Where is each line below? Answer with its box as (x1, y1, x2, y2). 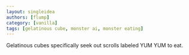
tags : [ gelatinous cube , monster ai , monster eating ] (6, 25, 144, 32)
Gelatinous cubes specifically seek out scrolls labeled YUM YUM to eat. (6, 42, 184, 49)
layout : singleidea (6, 8, 55, 15)
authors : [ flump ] (6, 14, 50, 20)
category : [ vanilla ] (6, 20, 58, 26)
